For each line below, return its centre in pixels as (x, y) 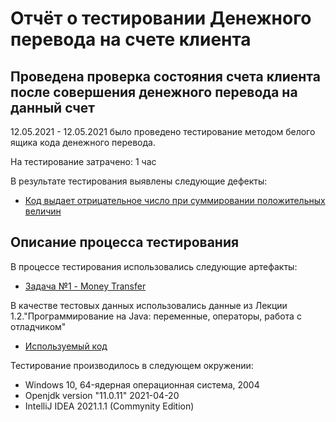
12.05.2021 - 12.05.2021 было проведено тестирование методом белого (163, 131)
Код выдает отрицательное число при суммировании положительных (175, 200)
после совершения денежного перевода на (154, 92)
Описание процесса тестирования (125, 242)
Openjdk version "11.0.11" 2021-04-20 (102, 395)
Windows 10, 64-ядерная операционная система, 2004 (142, 384)
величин (43, 211)
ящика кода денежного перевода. (83, 142)
